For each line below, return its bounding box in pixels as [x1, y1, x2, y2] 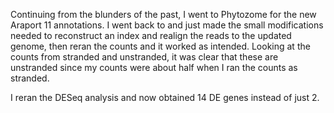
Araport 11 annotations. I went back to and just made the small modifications [10, 19, 324, 31]
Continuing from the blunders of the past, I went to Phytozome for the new [10, 9, 317, 20]
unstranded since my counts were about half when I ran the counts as [10, 62, 298, 73]
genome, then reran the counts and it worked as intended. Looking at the [10, 40, 311, 52]
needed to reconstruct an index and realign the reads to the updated [10, 30, 292, 41]
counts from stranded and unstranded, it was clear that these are [10, 51, 279, 63]
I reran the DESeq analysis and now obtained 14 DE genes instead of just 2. [10, 92, 320, 103]
